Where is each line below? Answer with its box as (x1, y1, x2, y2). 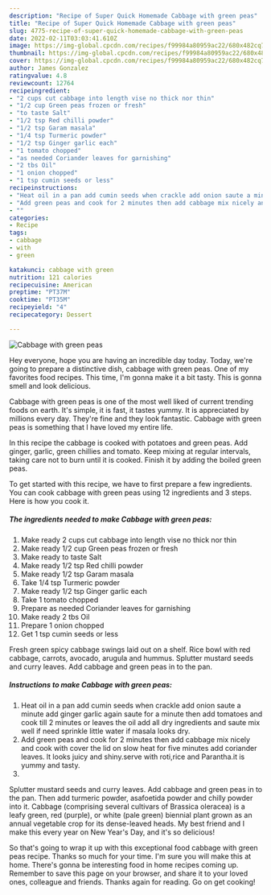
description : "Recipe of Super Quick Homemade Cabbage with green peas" (9, 11, 258, 20)
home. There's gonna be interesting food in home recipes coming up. (9, 860, 239, 869)
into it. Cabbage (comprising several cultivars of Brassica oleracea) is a (9, 802, 246, 811)
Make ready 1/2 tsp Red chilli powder (20, 560, 144, 570)
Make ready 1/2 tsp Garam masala (20, 569, 134, 579)
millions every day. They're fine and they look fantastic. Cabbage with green (9, 414, 262, 423)
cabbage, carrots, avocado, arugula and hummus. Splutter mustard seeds (9, 653, 254, 662)
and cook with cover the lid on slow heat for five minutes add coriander (20, 743, 257, 753)
